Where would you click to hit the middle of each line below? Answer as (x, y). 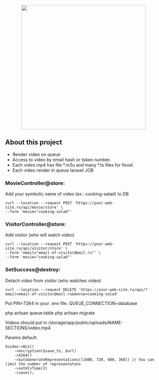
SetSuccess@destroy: (33, 270)
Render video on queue (36, 154)
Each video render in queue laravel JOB (53, 170)
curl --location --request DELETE (41, 289)
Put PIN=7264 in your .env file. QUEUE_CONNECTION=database (71, 303)
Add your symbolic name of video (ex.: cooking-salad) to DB (67, 194)
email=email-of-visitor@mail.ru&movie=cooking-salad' (62, 294)
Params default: (21, 337)
